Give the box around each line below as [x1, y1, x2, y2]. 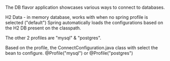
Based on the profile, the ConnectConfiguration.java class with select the [5, 45, 158, 50]
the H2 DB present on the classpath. [5, 25, 81, 31]
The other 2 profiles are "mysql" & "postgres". [5, 35, 101, 41]
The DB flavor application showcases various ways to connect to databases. [5, 5, 165, 10]
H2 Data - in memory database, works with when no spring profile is [5, 14, 148, 20]
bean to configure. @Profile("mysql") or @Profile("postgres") [5, 50, 133, 56]
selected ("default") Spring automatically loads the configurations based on [5, 20, 163, 25]
